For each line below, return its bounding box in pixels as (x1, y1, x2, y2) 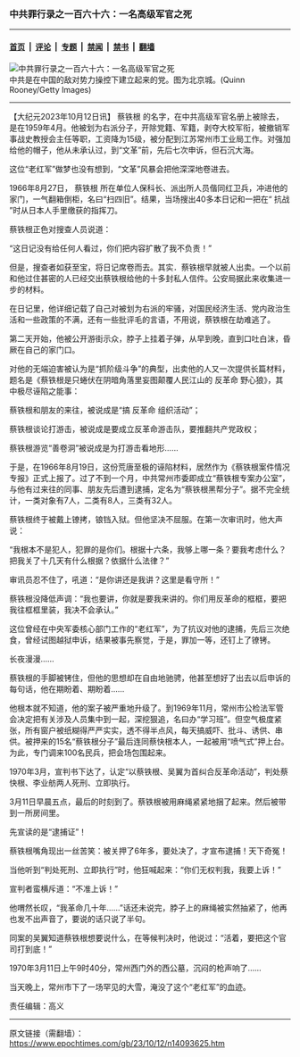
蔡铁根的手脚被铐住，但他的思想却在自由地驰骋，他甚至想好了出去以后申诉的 (9, 672, 291, 683)
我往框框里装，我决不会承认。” (9, 604, 119, 615)
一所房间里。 (16, 807, 64, 818)
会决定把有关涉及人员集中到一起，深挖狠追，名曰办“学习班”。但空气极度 (9, 713, 275, 724)
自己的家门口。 (24, 344, 80, 354)
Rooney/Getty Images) (9, 84, 92, 95)
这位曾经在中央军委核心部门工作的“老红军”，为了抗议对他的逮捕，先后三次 (9, 623, 283, 634)
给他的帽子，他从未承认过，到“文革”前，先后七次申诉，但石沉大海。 (9, 145, 259, 155)
